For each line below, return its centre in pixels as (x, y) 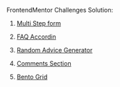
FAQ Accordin (36, 37)
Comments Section (44, 64)
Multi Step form (39, 23)
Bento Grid (32, 77)
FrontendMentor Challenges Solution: (60, 10)
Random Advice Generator (54, 50)
